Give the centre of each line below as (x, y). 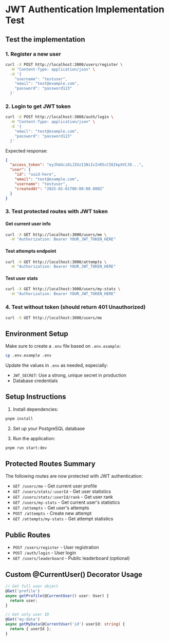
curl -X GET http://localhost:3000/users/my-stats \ (63, 289)
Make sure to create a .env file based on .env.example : (63, 346)
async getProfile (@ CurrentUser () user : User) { (57, 596)
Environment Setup (37, 334)
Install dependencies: (35, 409)
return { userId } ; (31, 629)
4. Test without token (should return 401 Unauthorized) (76, 307)
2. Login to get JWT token (38, 106)
